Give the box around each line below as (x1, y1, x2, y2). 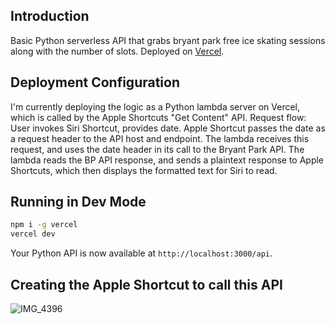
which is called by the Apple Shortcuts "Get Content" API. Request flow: (10, 111, 307, 123)
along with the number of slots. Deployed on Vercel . (10, 45, 225, 57)
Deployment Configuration (10, 74, 181, 91)
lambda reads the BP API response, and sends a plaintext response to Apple (10, 154, 325, 166)
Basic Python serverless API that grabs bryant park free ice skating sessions (10, 34, 326, 46)
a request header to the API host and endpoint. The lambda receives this (10, 132, 310, 144)
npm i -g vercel (10, 220, 78, 230)
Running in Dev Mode (10, 194, 147, 211)
